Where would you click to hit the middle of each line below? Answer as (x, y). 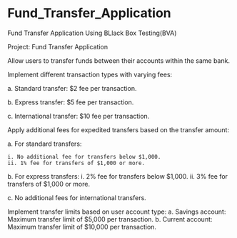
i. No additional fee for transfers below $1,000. (84, 157)
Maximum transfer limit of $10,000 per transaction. (82, 227)
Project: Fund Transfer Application (58, 46)
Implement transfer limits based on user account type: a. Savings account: (117, 212)
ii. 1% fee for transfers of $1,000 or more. (76, 163)
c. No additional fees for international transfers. (77, 197)
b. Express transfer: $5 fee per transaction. (71, 102)
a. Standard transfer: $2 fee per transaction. (72, 88)
